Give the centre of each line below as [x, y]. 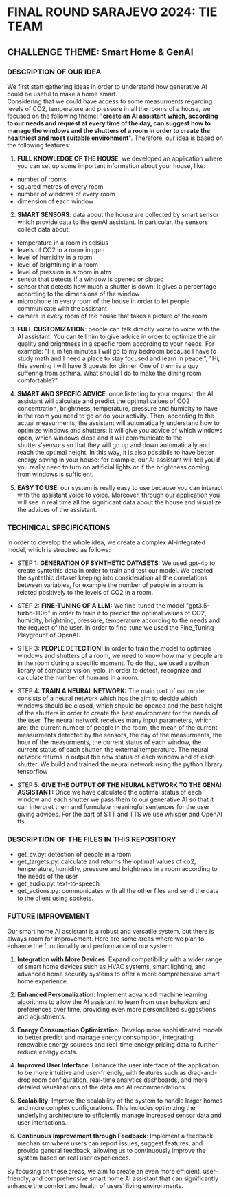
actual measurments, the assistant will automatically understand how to [118, 423]
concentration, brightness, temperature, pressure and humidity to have [117, 408]
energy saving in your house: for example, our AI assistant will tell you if [119, 460]
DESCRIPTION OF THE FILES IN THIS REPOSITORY [92, 839]
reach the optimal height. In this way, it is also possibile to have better [115, 452]
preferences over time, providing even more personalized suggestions [116, 1009]
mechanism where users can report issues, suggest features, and [110, 1143]
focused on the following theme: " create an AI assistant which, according [113, 116]
